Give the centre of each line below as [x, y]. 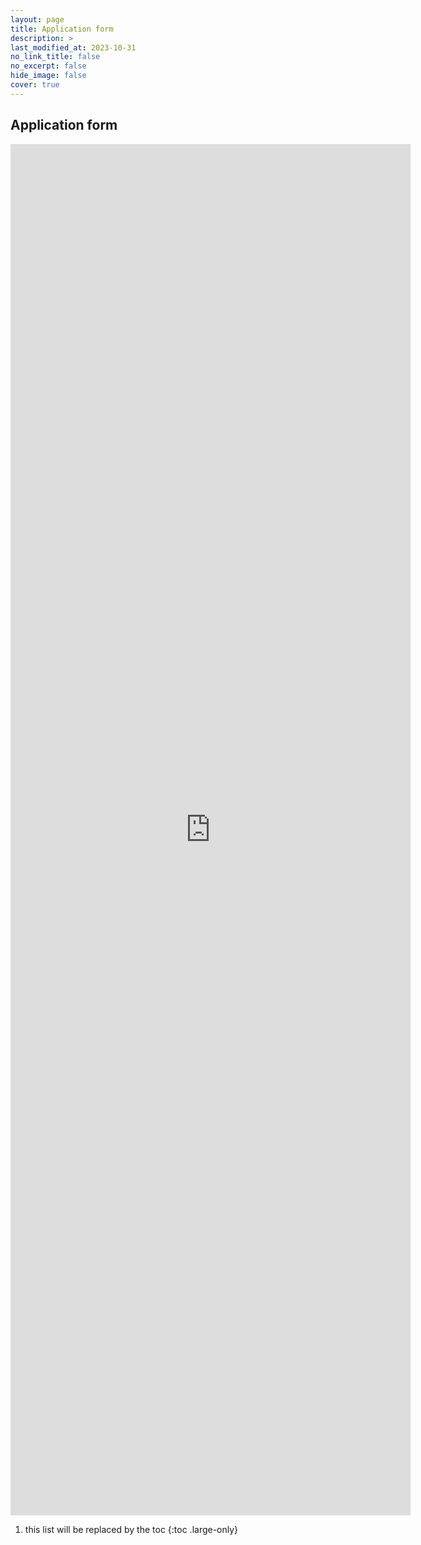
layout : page [37, 19]
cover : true [35, 85]
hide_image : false [48, 76]
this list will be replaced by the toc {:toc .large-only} [131, 1529]
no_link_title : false [55, 57]
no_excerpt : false [48, 66]
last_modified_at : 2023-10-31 [73, 47]
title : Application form [62, 29]
